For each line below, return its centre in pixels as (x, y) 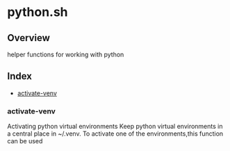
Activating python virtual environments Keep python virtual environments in (115, 127)
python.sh (38, 12)
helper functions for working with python (66, 54)
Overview (29, 38)
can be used (25, 141)
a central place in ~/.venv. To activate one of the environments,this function (115, 134)
